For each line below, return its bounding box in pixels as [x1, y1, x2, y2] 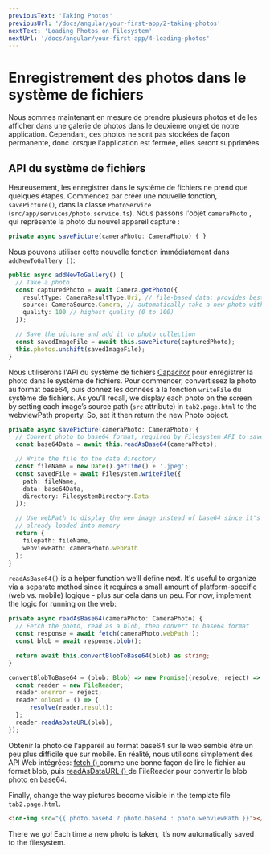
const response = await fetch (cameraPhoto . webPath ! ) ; [15, 630, 199, 638]
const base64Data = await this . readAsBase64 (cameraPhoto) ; [15, 440, 218, 448]
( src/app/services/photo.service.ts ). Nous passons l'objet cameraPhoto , [8, 208, 252, 218]
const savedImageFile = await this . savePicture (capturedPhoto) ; [15, 337, 235, 346]
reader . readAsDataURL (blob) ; [15, 718, 113, 726]
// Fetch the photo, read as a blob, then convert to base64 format [15, 622, 250, 631]
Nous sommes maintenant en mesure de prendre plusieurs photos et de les [8, 112, 258, 122]
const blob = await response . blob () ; [15, 637, 142, 645]
